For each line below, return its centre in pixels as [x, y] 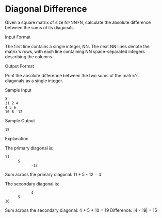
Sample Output [20, 120]
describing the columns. [29, 56]
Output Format [20, 66]
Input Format [18, 37]
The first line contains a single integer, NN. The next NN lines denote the [77, 46]
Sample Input [18, 90]
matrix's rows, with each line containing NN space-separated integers [75, 51]
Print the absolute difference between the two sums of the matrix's [72, 75]
